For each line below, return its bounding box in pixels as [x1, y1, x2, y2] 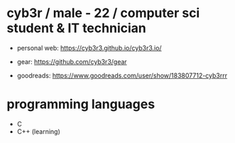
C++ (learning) [16, 127, 61, 136]
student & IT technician [6, 20, 146, 36]
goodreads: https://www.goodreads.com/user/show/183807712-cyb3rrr [16, 71, 228, 80]
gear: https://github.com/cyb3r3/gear [16, 57, 127, 65]
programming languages [6, 96, 155, 112]
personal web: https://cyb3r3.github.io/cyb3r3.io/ [16, 43, 162, 52]
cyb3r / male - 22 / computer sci [6, 5, 200, 21]
